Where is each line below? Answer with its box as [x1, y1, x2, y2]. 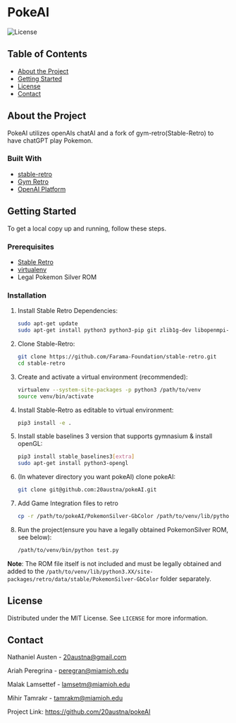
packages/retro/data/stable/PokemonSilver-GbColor [7, 575, 159, 583]
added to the [7, 567, 44, 575]
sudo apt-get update [17, 320, 78, 327]
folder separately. [160, 574, 211, 583]
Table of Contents [7, 48, 88, 60]
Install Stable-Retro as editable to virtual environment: [17, 406, 174, 414]
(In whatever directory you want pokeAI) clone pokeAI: [17, 473, 176, 481]
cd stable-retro [17, 360, 66, 367]
